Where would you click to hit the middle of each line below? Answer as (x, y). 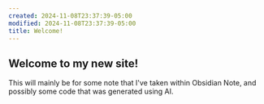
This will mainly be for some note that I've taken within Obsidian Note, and (132, 83)
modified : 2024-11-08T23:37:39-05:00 (72, 23)
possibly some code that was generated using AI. (91, 92)
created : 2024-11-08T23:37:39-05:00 (70, 16)
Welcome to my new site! (74, 63)
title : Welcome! (36, 31)
